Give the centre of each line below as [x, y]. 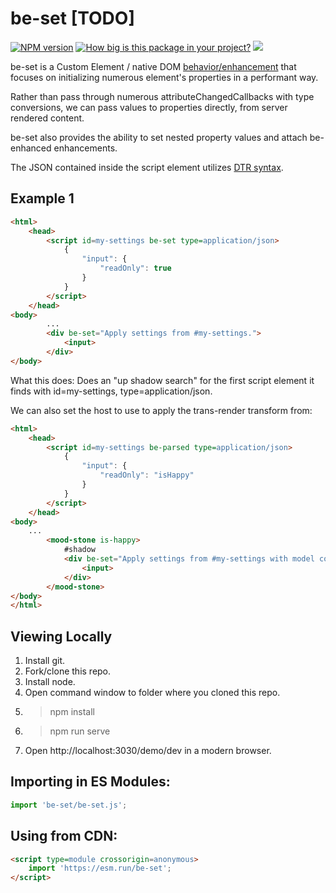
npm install [72, 712]
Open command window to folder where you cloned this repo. [152, 693]
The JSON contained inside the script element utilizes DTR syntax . [147, 167]
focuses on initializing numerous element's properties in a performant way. [164, 77]
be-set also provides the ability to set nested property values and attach [159, 137]
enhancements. [85, 148]
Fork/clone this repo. [68, 671]
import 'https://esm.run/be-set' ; [100, 868]
